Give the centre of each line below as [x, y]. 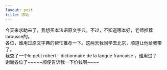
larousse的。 [19, 36]
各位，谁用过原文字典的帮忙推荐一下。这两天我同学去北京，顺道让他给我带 [83, 43]
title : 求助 [17, 15]
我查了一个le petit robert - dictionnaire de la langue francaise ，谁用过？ [81, 55]
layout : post [19, 10]
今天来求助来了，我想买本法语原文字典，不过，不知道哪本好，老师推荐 [79, 30]
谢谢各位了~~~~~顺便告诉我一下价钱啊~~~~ [52, 62]
